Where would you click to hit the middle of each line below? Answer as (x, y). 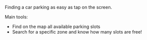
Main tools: (17, 17)
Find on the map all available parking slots (56, 26)
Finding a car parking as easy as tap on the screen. (58, 7)
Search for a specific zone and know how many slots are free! (77, 32)
